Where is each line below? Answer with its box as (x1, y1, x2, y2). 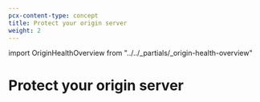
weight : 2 (8, 26, 42, 34)
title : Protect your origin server (8, 19, 128, 27)
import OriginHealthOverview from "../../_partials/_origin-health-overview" (8, 49, 253, 58)
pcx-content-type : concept (8, 11, 99, 20)
